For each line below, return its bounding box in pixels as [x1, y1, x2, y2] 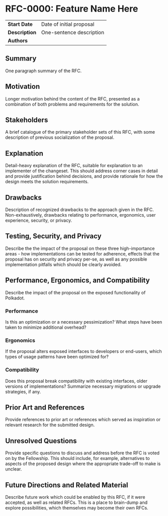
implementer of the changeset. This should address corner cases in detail [5, 168, 158, 174]
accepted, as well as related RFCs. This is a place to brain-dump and [5, 499, 148, 505]
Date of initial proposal [41, 21, 95, 28]
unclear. [5, 466, 22, 472]
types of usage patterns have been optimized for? [5, 354, 109, 360]
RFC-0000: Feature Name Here [5, 3, 138, 15]
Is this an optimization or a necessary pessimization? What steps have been [5, 319, 162, 325]
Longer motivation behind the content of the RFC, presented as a [5, 95, 140, 101]
